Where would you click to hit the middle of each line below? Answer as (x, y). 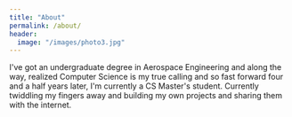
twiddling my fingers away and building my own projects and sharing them (146, 96)
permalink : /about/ (45, 26)
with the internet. (41, 105)
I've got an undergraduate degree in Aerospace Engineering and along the (146, 67)
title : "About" (37, 17)
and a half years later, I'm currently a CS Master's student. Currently (134, 86)
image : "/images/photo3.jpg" (71, 42)
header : (24, 34)
